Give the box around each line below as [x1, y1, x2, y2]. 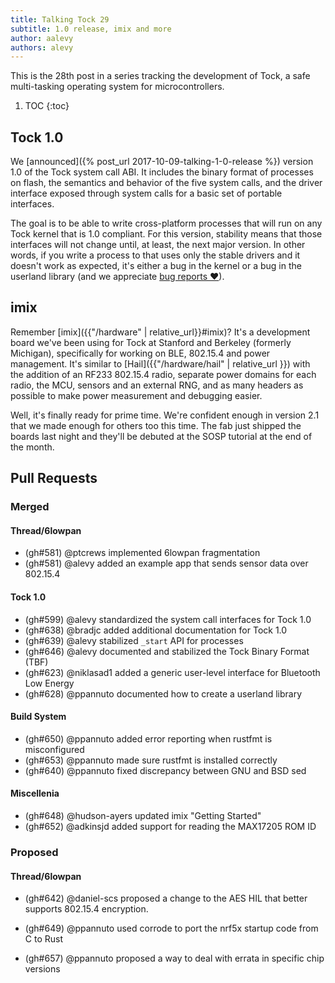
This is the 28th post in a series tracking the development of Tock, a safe [10, 70, 311, 82]
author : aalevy [10, 33, 74, 43]
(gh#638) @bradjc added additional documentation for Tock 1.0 [24, 624, 288, 636]
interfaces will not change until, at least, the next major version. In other [10, 239, 306, 251]
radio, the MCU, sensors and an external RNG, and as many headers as [10, 379, 304, 391]
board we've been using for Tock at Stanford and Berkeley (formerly [10, 336, 292, 348]
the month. [10, 441, 55, 453]
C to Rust [24, 933, 63, 945]
